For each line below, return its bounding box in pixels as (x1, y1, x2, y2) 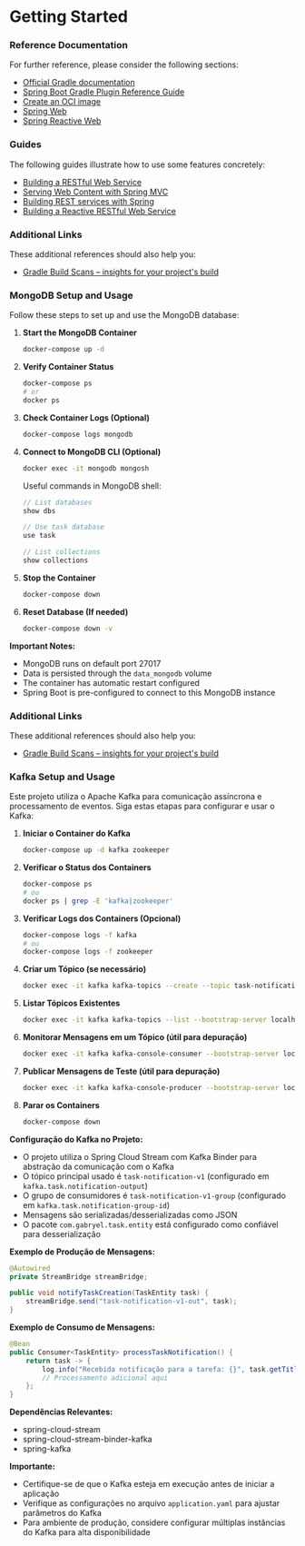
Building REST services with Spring (22, 195, 154, 206)
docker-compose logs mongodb (22, 430, 133, 439)
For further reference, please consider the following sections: (9, 59, 239, 70)
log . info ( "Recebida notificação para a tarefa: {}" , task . (42, 1364, 271, 1373)
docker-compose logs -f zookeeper (22, 947, 153, 956)
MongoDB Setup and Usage (9, 289, 133, 302)
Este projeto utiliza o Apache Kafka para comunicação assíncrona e (9, 791, 262, 802)
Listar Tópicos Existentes (22, 997, 121, 1009)
